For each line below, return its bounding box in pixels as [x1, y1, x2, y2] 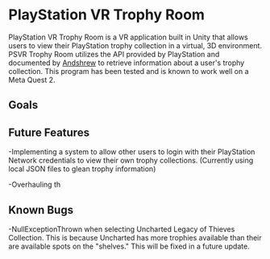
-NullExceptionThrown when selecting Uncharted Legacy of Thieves [8, 224, 235, 234]
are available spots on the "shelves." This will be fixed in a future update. [8, 241, 250, 251]
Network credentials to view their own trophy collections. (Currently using [8, 155, 254, 166]
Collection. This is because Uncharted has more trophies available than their [8, 232, 262, 242]
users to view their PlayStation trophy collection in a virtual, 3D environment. [8, 40, 263, 50]
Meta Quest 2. [8, 75, 56, 84]
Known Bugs [8, 203, 74, 216]
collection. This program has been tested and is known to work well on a [8, 66, 249, 76]
